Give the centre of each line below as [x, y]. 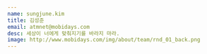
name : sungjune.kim [36, 14]
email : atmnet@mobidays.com [49, 27]
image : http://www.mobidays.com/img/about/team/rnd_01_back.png [104, 40]
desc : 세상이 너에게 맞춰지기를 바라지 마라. [64, 33]
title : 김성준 [26, 20]
